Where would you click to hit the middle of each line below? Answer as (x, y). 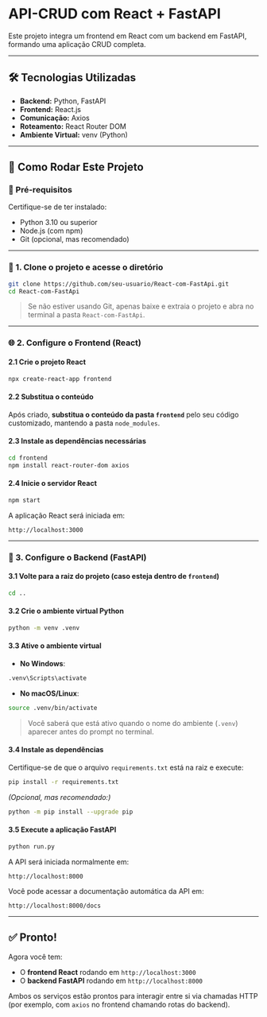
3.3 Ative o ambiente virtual (55, 646)
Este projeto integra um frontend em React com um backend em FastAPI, (128, 36)
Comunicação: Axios (54, 118)
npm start (25, 500)
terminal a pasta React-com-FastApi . (86, 315)
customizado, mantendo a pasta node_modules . (84, 423)
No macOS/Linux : (49, 693)
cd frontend (28, 458)
